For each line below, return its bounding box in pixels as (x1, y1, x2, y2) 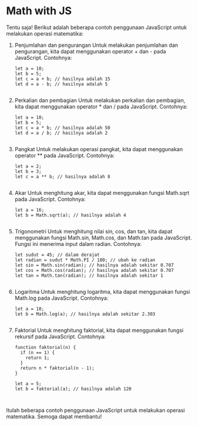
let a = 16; (14, 207, 44, 213)
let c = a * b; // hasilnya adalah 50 (14, 124, 111, 131)
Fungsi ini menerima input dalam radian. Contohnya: (14, 240, 142, 247)
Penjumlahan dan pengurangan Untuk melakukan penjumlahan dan (14, 41, 178, 49)
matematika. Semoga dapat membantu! (6, 413, 102, 420)
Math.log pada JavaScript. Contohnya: (14, 294, 109, 302)
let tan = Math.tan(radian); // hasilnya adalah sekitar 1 (14, 273, 164, 278)
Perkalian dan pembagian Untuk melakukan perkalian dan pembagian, (14, 97, 186, 104)
